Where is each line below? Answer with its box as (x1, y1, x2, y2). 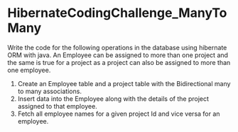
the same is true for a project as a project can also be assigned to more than (7, 58, 231, 66)
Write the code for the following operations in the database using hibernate (7, 43, 227, 52)
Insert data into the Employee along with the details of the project (17, 94, 210, 103)
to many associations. (17, 87, 82, 95)
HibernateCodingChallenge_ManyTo (7, 5, 227, 21)
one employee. (7, 66, 51, 74)
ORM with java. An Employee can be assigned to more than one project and (7, 51, 229, 59)
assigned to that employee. (17, 102, 97, 110)
